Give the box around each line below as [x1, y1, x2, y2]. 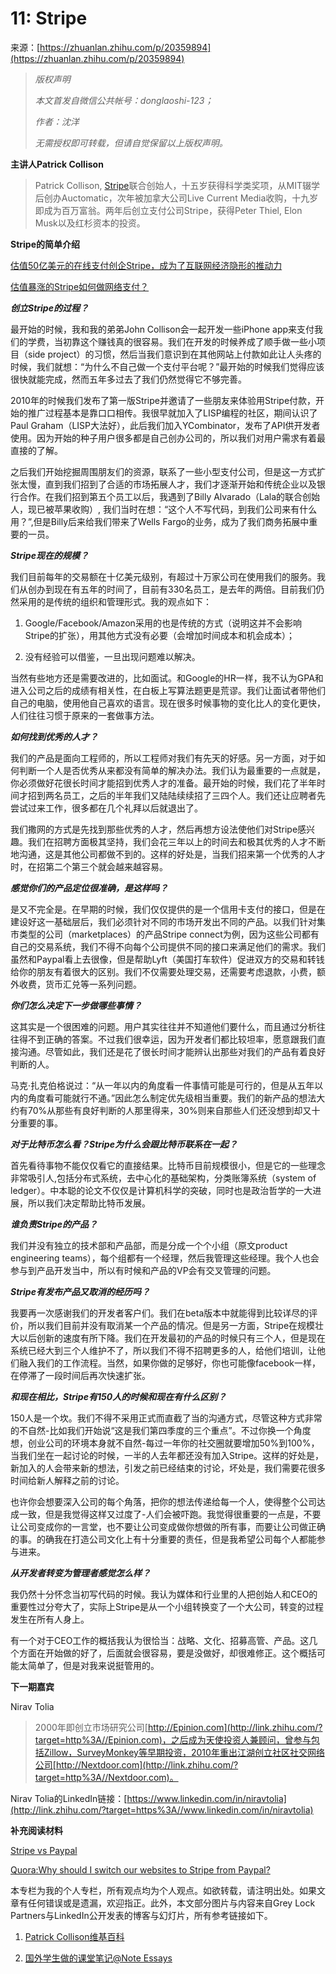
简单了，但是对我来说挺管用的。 [27, 1659, 160, 1671]
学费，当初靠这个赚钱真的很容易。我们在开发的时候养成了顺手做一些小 [27, 335, 317, 347]
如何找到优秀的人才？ [10, 730, 98, 742]
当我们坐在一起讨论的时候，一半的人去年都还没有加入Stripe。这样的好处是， [10, 1449, 325, 1461]
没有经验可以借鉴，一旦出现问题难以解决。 [24, 650, 201, 662]
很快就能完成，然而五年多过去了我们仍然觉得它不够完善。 [10, 373, 247, 385]
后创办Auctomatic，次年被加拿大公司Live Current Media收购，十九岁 [34, 192, 319, 204]
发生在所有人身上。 [10, 1613, 90, 1625]
